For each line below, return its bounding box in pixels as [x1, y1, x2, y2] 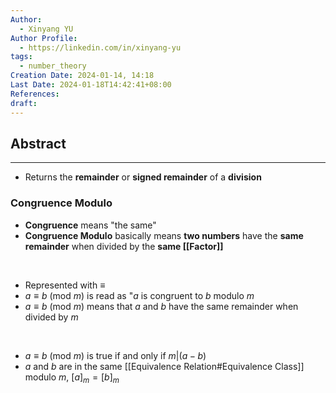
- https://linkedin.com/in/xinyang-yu [19, 42, 182, 53]
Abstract [10, 135, 67, 152]
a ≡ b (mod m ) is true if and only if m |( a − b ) [24, 349, 207, 361]
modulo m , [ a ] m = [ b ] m [24, 371, 120, 385]
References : [10, 89, 60, 99]
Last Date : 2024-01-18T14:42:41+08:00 [10, 80, 172, 90]
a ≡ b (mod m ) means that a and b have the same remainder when [24, 300, 299, 312]
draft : [10, 98, 38, 108]
